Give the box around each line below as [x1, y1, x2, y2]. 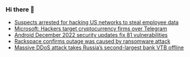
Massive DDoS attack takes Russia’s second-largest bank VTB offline [14, 44, 184, 51]
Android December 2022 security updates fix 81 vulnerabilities [14, 31, 168, 39]
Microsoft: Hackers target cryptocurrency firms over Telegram [14, 25, 167, 32]
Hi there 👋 [5, 5, 35, 14]
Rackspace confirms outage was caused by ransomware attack [14, 38, 171, 45]
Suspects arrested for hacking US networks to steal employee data [14, 19, 179, 26]
